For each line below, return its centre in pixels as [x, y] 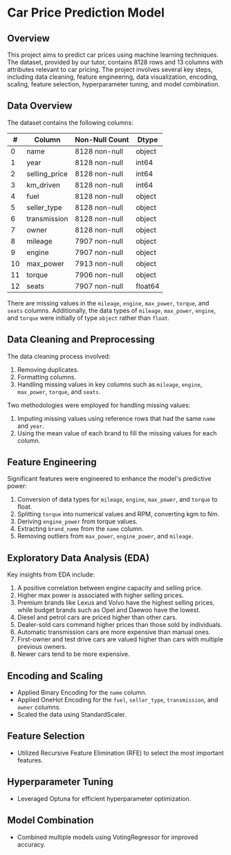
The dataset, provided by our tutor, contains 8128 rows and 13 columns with [115, 62]
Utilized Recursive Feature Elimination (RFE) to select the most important [120, 753]
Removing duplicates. [48, 369]
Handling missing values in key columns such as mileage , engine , [110, 384]
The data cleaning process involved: [59, 356]
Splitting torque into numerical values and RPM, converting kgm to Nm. [118, 514]
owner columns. [39, 707]
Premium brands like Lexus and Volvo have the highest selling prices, [116, 603]
